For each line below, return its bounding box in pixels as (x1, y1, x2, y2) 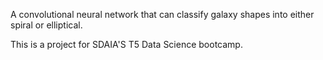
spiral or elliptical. (10, 19, 83, 31)
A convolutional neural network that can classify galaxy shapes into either (10, 9, 315, 20)
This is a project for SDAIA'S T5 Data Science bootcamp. (10, 39, 243, 50)
